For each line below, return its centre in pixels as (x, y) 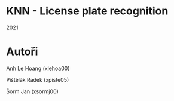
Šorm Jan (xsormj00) (32, 91)
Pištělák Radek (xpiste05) (38, 79)
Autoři (22, 52)
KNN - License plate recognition (87, 11)
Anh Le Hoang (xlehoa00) (38, 68)
